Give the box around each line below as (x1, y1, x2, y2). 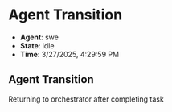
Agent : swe (19, 32, 59, 42)
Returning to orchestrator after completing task (8, 94, 165, 104)
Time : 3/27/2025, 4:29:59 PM (19, 49, 119, 59)
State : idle (19, 40, 55, 50)
